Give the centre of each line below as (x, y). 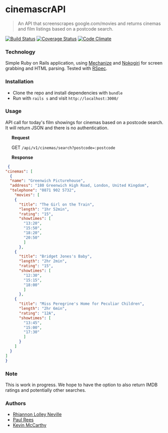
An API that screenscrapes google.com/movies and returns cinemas (89, 23)
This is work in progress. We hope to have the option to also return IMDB (81, 385)
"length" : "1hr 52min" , (44, 209)
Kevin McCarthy (30, 425)
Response (22, 157)
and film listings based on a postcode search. (65, 28)
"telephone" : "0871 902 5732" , (43, 190)
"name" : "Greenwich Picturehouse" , (48, 181)
